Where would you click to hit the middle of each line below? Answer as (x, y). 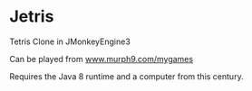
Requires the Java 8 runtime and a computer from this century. (126, 76)
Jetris (32, 17)
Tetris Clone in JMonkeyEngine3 (70, 41)
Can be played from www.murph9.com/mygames (101, 59)
